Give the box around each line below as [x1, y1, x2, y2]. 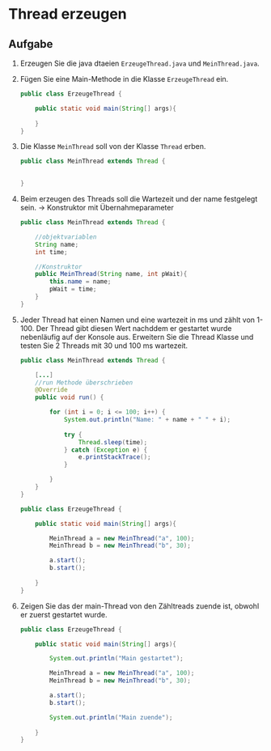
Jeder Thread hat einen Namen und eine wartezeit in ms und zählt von [19, 315, 256, 325]
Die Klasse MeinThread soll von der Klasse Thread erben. [19, 142, 206, 151]
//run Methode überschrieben [35, 378, 133, 387]
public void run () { [35, 393, 104, 401]
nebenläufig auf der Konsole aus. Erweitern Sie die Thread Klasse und [19, 332, 254, 342]
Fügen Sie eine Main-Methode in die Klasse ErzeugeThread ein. [19, 74, 229, 83]
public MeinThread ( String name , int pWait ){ [35, 270, 188, 278]
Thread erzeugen [8, 5, 127, 23]
